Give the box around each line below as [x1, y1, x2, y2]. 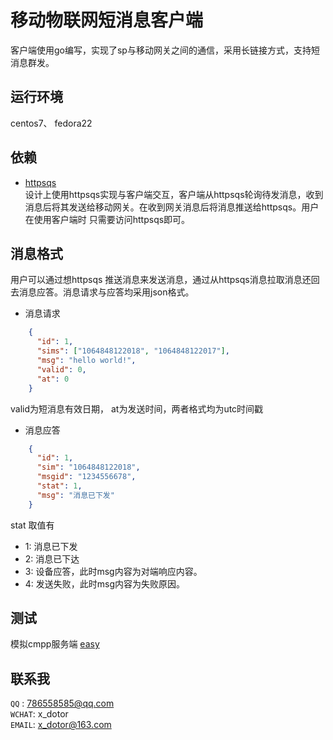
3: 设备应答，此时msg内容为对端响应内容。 [24, 565, 203, 577]
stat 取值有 [10, 519, 55, 531]
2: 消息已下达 [24, 552, 80, 565]
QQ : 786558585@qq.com [10, 697, 115, 710]
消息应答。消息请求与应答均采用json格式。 [18, 286, 195, 298]
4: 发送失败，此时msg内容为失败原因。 [24, 577, 186, 590]
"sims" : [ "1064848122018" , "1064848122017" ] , [36, 346, 230, 356]
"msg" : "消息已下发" [36, 490, 115, 500]
